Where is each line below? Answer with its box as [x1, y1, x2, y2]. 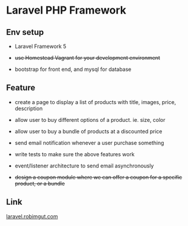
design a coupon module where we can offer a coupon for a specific [14, 173, 183, 180]
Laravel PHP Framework [6, 4, 126, 17]
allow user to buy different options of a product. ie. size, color [14, 116, 166, 123]
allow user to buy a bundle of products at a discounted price [14, 128, 162, 135]
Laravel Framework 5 [14, 43, 66, 50]
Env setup [6, 27, 44, 37]
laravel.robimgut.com [6, 212, 58, 219]
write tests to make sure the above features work [14, 150, 135, 157]
